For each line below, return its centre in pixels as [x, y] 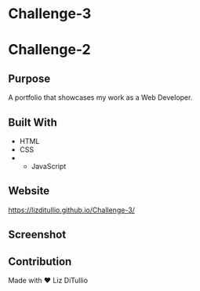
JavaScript [49, 166]
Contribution [40, 262]
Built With [33, 122]
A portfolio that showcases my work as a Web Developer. [100, 98]
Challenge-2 [50, 50]
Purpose [29, 78]
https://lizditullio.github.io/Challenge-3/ [72, 210]
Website [29, 191]
